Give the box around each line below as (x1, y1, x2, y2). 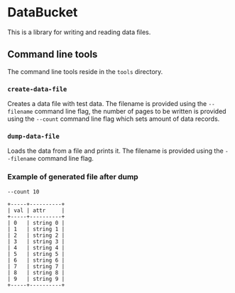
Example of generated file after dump (7, 172, 138, 182)
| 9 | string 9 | (7, 275, 65, 282)
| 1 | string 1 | (7, 225, 65, 233)
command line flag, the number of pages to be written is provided (34, 107, 226, 116)
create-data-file (7, 85, 67, 93)
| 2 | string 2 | (7, 232, 65, 239)
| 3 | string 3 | (7, 238, 65, 245)
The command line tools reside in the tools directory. (7, 67, 163, 75)
